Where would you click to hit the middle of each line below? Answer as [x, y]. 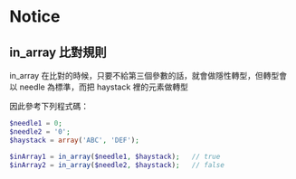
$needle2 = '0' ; [40, 132]
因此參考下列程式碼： [49, 106]
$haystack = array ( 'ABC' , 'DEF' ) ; [75, 140]
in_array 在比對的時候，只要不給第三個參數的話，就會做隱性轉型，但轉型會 [148, 75]
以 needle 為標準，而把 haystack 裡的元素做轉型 [99, 87]
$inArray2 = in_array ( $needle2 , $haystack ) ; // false [117, 165]
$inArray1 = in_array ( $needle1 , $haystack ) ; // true [115, 156]
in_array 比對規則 [58, 52]
